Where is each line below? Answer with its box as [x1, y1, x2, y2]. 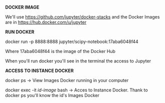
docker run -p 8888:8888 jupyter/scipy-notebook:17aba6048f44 [5, 38, 139, 44]
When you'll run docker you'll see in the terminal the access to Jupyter [5, 58, 151, 64]
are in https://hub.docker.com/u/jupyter [5, 19, 87, 25]
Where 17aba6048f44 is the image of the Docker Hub [5, 48, 116, 54]
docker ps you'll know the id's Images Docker [5, 92, 99, 98]
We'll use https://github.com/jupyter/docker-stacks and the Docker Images [5, 14, 160, 19]
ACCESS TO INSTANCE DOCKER [5, 67, 74, 73]
